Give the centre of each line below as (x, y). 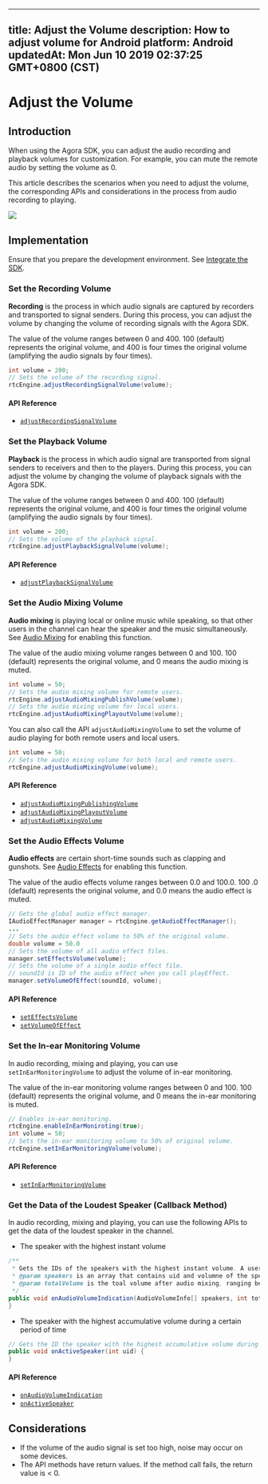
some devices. (44, 1456)
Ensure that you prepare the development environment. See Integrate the (128, 260)
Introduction (40, 131)
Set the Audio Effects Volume (66, 841)
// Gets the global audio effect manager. (80, 914)
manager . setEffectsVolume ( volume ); (67, 959)
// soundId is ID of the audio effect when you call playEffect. (119, 973)
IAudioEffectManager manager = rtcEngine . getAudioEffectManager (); (123, 921)
